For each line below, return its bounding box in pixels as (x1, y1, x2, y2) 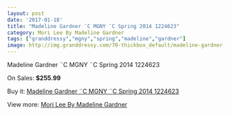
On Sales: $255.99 (7, 74, 61, 82)
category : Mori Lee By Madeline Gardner (7, 29, 125, 36)
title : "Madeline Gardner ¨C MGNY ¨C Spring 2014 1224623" (7, 23, 180, 29)
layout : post (7, 10, 45, 17)
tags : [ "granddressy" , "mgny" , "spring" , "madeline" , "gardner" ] (7, 36, 186, 42)
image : (7, 42, 26, 49)
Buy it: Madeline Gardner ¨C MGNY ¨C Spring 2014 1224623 (7, 87, 179, 95)
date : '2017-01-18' (7, 16, 63, 23)
